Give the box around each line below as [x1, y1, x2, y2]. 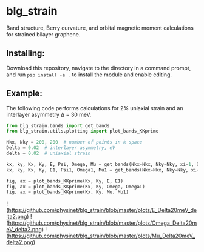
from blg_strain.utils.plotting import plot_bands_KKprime [6, 128, 159, 134]
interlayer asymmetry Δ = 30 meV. [6, 111, 92, 118]
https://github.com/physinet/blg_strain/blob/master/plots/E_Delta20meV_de [8, 207, 197, 214]
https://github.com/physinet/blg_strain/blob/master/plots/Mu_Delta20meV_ [8, 232, 195, 240]
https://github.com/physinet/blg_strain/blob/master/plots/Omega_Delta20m [8, 219, 197, 227]
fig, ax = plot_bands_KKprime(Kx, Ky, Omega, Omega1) [6, 184, 146, 190]
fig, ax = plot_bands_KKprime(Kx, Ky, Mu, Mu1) [6, 189, 129, 195]
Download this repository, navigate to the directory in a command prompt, [6, 64, 191, 71]
